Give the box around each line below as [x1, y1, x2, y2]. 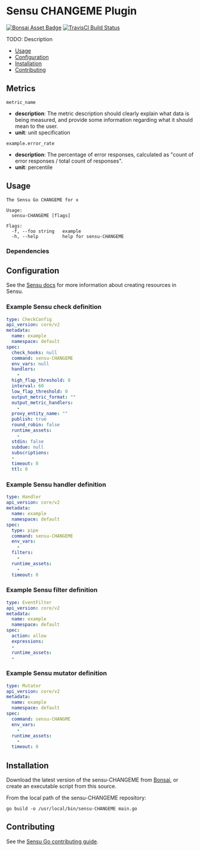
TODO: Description [6, 35, 53, 42]
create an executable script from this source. [6, 783, 116, 790]
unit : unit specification [14, 128, 70, 136]
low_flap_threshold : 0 [11, 388, 68, 394]
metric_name [6, 99, 36, 105]
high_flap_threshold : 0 [11, 378, 70, 384]
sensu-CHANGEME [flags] [11, 212, 70, 219]
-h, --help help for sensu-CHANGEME [11, 233, 124, 240]
